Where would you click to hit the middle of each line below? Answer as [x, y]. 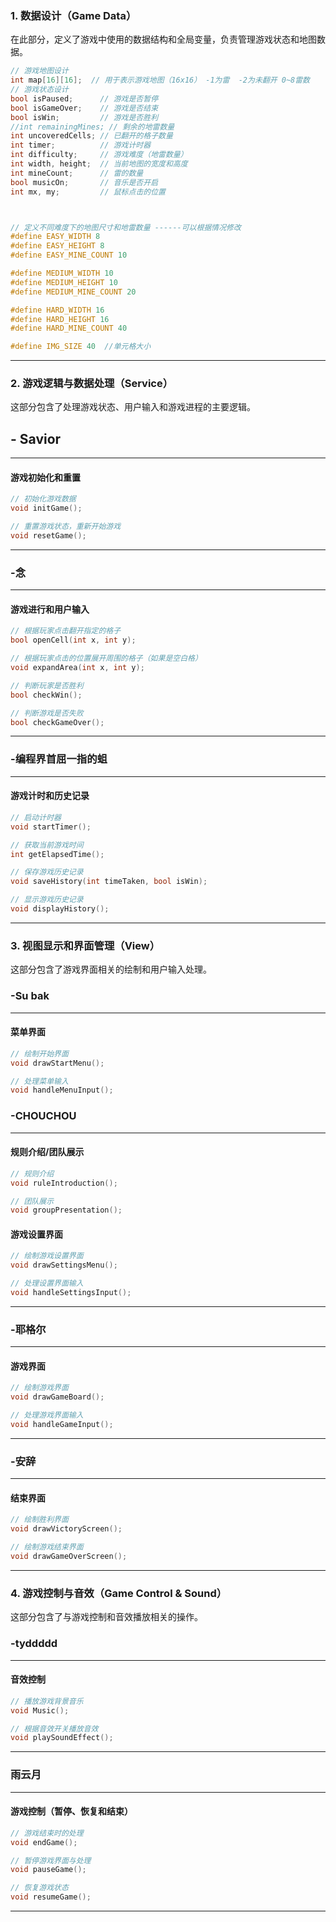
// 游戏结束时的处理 [47, 1833]
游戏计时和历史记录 [50, 796]
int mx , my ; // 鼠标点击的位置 [88, 192]
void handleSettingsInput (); [71, 1293]
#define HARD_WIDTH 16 [57, 310]
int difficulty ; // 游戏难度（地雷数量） [99, 155]
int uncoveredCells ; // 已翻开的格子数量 [91, 136]
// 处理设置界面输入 [47, 1283]
